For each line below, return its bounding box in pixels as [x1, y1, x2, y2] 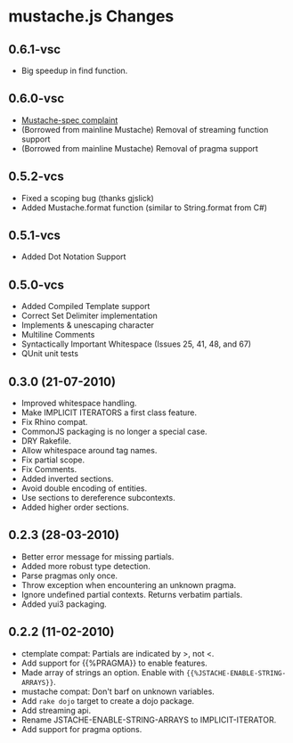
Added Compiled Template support [20, 301, 151, 312]
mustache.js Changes [8, 6, 175, 27]
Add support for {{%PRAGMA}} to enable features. [20, 657, 208, 668]
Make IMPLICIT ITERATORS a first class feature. [20, 407, 198, 418]
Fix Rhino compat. [20, 417, 88, 428]
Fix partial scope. [20, 454, 85, 465]
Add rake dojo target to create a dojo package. [20, 695, 195, 706]
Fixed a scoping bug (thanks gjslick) [20, 192, 155, 203]
